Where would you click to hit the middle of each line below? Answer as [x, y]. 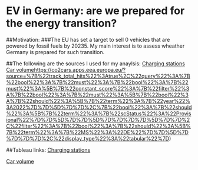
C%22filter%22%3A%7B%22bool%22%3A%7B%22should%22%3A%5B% [99, 126]
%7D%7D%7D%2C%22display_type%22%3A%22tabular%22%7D [88, 138]
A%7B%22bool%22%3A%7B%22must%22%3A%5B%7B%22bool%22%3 [97, 95]
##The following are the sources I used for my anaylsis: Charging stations [96, 64]
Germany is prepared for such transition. [55, 52]
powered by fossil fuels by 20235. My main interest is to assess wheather [95, 46]
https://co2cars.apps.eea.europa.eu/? [80, 69]
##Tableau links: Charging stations [48, 150]
